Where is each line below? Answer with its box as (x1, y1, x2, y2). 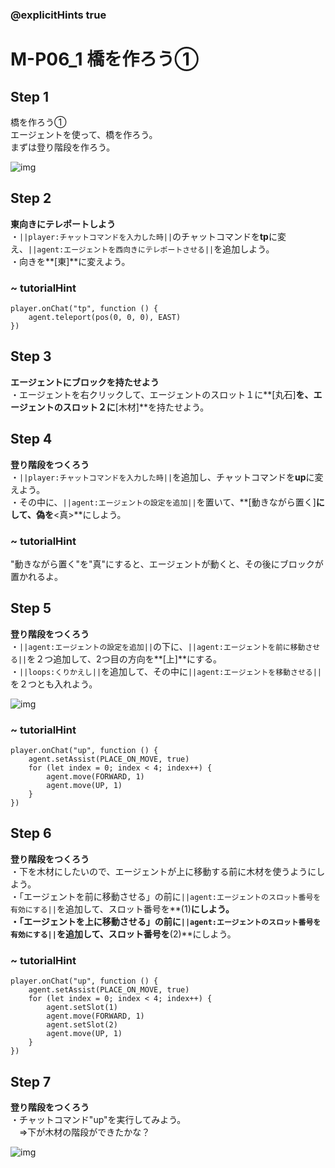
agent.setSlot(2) (46, 1020, 118, 1030)
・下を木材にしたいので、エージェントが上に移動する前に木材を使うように (10, 865, 317, 877)
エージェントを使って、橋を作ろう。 (10, 128, 158, 140)
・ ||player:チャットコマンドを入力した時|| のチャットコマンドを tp (10, 230, 269, 242)
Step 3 (10, 348, 52, 365)
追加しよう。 (222, 243, 275, 255)
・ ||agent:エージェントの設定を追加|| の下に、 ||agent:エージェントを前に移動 (10, 640, 306, 652)
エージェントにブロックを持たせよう (10, 376, 160, 388)
